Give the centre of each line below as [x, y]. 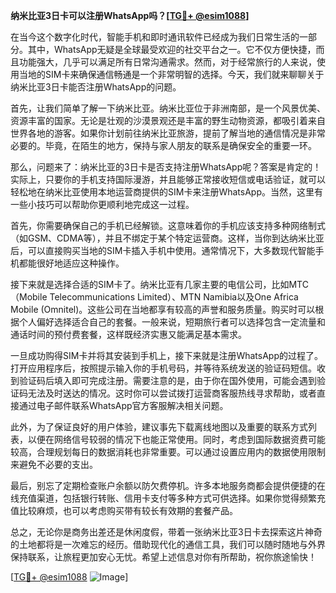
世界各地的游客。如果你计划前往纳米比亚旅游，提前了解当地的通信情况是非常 [168, 133]
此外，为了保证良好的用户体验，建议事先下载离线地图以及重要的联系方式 [159, 427]
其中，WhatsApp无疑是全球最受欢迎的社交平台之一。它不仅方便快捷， [172, 49]
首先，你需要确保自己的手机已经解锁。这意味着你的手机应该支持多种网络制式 [168, 225]
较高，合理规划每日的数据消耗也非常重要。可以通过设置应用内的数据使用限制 [168, 452]
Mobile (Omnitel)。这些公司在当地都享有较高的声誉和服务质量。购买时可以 [163, 309]
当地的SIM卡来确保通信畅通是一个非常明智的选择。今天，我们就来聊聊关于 [171, 74]
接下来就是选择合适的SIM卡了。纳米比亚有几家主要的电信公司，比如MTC [159, 284]
